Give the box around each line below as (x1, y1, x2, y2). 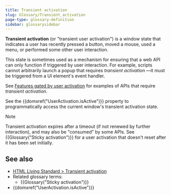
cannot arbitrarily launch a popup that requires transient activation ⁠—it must (5, 68, 165, 74)
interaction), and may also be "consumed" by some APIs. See (5, 129, 135, 135)
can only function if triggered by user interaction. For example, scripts (5, 62, 153, 68)
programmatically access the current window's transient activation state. (5, 103, 159, 110)
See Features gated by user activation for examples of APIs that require (5, 83, 156, 89)
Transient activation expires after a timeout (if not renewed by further (5, 123, 151, 129)
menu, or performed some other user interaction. (5, 47, 109, 53)
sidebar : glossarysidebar (5, 21, 60, 27)
